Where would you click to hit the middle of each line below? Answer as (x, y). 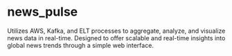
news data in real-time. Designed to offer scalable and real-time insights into (116, 38)
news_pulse (43, 12)
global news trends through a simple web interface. (81, 45)
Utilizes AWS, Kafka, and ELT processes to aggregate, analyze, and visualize (116, 31)
